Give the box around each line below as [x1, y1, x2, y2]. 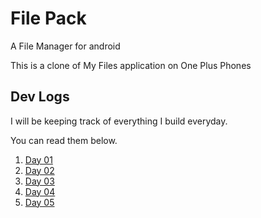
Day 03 [24, 175, 55, 187]
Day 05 [24, 196, 55, 208]
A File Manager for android [10, 40, 121, 52]
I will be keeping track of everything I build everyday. [10, 115, 228, 127]
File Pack [10, 7, 87, 30]
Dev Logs [10, 88, 70, 106]
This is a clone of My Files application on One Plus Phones [10, 59, 252, 71]
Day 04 [24, 185, 56, 197]
